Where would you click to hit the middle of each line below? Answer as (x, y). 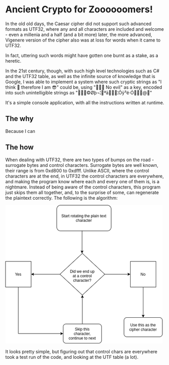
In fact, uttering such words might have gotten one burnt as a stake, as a (82, 55)
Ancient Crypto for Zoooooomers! (79, 9)
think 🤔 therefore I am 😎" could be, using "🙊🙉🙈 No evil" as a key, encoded (84, 87)
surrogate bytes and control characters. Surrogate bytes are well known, (82, 165)
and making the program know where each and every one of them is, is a (82, 181)
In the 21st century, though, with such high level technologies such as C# (82, 71)
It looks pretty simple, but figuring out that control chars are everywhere (81, 351)
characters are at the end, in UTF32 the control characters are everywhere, (84, 176)
